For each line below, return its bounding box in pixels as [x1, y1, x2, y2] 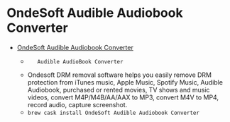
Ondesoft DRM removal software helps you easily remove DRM [27, 71, 212, 79]
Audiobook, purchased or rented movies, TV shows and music [27, 85, 210, 94]
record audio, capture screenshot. [27, 100, 128, 109]
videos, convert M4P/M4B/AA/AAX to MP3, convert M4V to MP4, [27, 93, 219, 102]
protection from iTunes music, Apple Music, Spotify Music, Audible [27, 78, 223, 86]
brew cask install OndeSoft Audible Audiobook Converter [27, 109, 200, 116]
